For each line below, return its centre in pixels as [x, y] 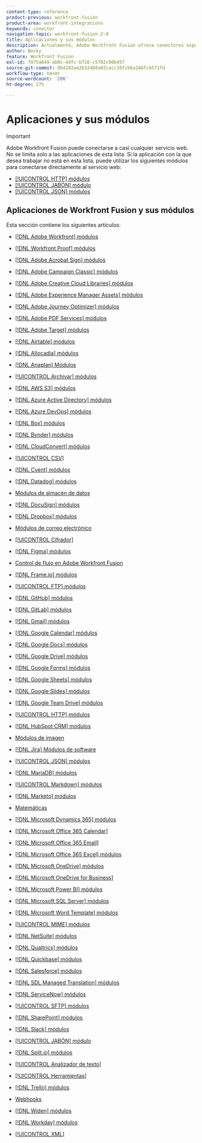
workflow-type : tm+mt [33, 73]
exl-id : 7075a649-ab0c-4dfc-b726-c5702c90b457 [66, 62]
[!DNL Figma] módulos [43, 551]
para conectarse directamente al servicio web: [64, 167]
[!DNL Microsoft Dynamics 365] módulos [66, 819]
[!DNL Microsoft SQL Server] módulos [62, 901]
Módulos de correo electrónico [53, 528]
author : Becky [24, 51]
